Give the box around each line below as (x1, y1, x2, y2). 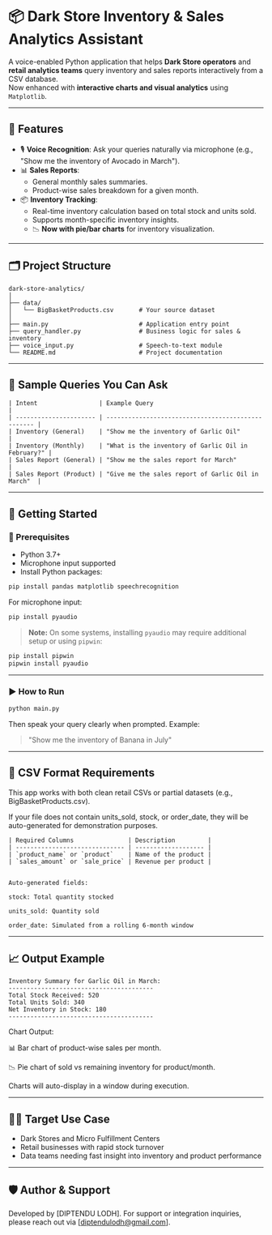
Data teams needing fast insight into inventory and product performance (19, 1151, 261, 1160)
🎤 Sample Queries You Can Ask (8, 378, 168, 391)
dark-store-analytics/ (8, 284, 85, 293)
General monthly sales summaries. (32, 177, 148, 186)
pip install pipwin (8, 652, 74, 660)
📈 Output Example (8, 951, 105, 965)
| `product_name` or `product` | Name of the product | (8, 850, 212, 858)
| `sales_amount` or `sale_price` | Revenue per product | (8, 857, 212, 865)
